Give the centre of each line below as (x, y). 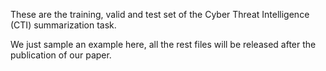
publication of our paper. (61, 55)
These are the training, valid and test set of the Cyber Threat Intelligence (160, 14)
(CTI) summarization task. (63, 25)
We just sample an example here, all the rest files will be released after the (163, 44)
